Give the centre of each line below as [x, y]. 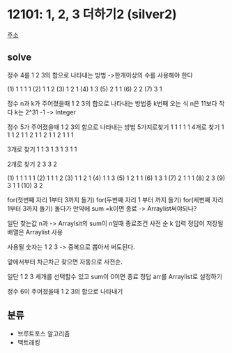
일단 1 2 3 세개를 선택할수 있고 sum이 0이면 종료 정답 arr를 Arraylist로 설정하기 [115, 276]
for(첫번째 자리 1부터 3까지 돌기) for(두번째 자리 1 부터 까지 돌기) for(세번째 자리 [115, 200]
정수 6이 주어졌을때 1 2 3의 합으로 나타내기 [65, 291]
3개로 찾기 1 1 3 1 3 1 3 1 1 [42, 149]
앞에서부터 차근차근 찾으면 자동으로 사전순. [65, 262]
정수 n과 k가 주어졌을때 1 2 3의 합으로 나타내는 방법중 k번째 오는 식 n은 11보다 [112, 103]
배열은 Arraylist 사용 [35, 232]
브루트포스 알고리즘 [44, 333]
